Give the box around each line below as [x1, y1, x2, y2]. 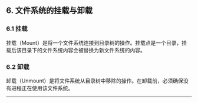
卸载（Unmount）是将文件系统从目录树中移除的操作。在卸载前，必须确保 [6, 77, 184, 84]
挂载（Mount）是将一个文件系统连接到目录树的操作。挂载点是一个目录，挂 [6, 39, 187, 46]
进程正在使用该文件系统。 [11, 84, 74, 91]
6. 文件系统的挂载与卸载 [6, 5, 93, 16]
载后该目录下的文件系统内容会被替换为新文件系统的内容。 [6, 46, 146, 54]
